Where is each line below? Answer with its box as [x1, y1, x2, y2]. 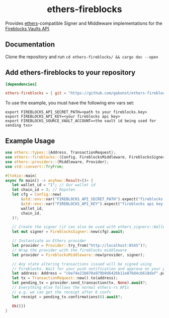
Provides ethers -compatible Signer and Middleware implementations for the [5, 20, 162, 26]
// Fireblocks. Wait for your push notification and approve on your [12, 266, 161, 271]
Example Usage [5, 136, 55, 145]
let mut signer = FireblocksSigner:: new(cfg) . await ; [12, 229, 125, 234]
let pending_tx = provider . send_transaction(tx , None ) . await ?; [12, 280, 147, 286]
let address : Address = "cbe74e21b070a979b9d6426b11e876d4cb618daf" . [12, 271, 161, 276]
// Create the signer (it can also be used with [12, 225, 116, 230]
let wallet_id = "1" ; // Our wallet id [12, 183, 96, 188]
